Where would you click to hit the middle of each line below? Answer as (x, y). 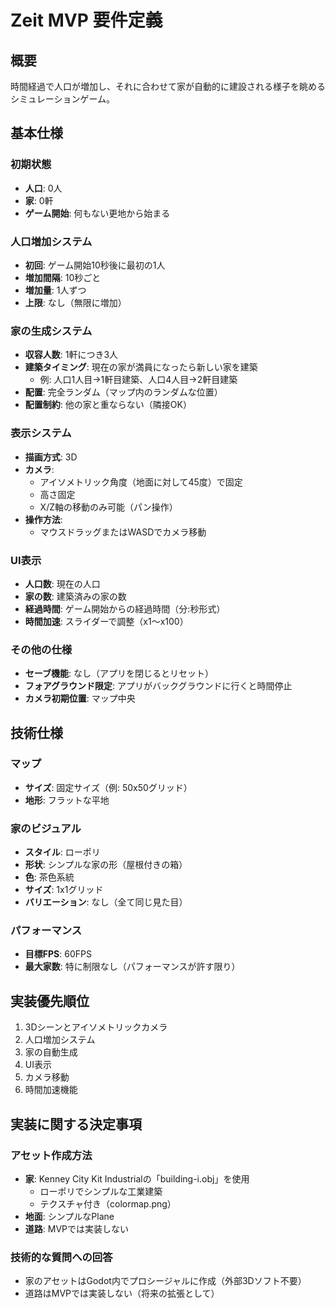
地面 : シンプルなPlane (69, 1216)
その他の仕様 (41, 649)
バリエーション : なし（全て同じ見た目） (106, 902)
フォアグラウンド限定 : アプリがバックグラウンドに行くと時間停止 (158, 686)
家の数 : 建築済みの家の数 (75, 596)
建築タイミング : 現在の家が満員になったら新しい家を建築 (141, 367)
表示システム (41, 433)
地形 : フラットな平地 (67, 800)
